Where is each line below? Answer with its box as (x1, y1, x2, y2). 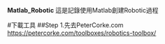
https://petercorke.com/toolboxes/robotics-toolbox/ (7, 29, 157, 37)
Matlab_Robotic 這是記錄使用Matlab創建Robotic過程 (7, 6, 159, 14)
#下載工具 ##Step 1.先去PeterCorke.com (7, 21, 124, 29)
